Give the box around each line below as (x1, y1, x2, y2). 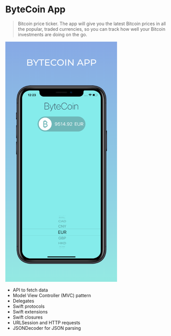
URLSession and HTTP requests (12, 319, 81, 326)
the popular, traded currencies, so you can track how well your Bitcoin (17, 26, 166, 32)
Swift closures (12, 314, 43, 320)
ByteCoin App (5, 4, 66, 15)
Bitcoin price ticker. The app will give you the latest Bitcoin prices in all (17, 20, 166, 27)
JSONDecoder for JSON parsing (12, 325, 81, 331)
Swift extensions (12, 308, 48, 314)
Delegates (12, 298, 35, 304)
